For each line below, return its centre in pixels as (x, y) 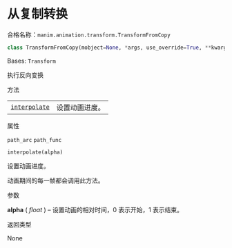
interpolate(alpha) (35, 152)
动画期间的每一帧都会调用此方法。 (56, 180)
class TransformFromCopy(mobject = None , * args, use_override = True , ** (109, 48)
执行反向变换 (25, 75)
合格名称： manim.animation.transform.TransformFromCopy (89, 34)
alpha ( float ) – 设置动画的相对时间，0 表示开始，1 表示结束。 (95, 209)
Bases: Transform (32, 61)
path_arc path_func (35, 140)
